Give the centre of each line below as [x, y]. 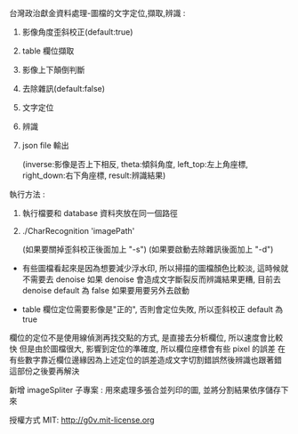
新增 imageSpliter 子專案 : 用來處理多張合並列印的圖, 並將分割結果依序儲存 [145, 390]
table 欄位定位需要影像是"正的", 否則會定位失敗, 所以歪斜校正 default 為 [153, 309]
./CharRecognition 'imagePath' [78, 231]
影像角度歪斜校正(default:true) [77, 32]
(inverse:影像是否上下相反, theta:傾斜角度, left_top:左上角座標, [135, 164]
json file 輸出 [45, 145]
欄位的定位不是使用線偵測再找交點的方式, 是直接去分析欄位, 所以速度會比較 [146, 338]
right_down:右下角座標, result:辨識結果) [94, 175]
